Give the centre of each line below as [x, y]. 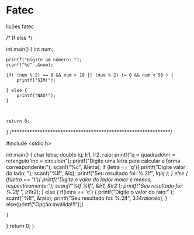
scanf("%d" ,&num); [30, 65]
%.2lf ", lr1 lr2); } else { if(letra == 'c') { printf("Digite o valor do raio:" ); [90, 192]
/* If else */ [19, 37]
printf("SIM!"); [37, 80]
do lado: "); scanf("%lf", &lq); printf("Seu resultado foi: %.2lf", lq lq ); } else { [97, 173]
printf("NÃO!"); [37, 95]
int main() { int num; [30, 49]
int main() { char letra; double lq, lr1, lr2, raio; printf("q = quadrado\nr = [91, 154]
